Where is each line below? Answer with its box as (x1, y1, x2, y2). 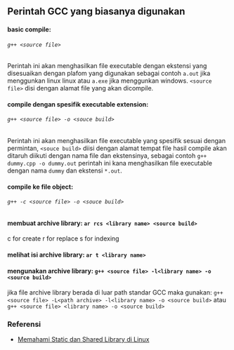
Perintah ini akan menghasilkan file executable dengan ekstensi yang (7, 62, 207, 70)
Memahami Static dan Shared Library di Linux (17, 335, 150, 344)
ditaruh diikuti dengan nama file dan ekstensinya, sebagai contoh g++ (7, 151, 207, 160)
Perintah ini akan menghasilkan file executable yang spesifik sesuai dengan (7, 136, 226, 144)
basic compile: (7, 25, 51, 34)
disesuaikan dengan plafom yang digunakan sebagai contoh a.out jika (7, 69, 211, 78)
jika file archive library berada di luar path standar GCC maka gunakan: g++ (7, 288, 223, 297)
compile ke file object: (7, 182, 74, 191)
